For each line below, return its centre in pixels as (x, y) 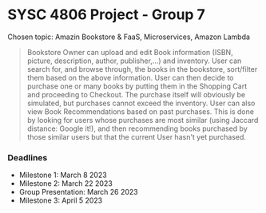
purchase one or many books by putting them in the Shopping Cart (137, 86)
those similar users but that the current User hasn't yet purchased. (137, 136)
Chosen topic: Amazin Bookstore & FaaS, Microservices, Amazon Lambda (129, 37)
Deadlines (28, 157)
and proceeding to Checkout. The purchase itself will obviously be (136, 94)
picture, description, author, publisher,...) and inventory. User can (134, 61)
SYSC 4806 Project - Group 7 (106, 15)
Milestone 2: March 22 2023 (66, 183)
